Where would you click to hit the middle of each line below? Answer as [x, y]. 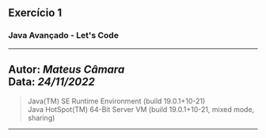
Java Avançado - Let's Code [63, 35]
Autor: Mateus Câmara [66, 70]
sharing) [41, 117]
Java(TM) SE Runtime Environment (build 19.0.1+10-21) [116, 101]
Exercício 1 [35, 13]
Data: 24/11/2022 [51, 82]
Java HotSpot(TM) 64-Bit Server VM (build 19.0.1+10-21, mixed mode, [141, 109]
